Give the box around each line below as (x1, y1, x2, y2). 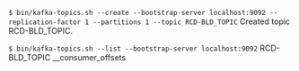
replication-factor (8, 18, 82, 27)
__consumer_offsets (52, 52, 127, 62)
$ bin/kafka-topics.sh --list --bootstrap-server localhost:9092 (8, 44, 258, 53)
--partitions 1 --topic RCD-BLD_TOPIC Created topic (92, 16, 291, 27)
